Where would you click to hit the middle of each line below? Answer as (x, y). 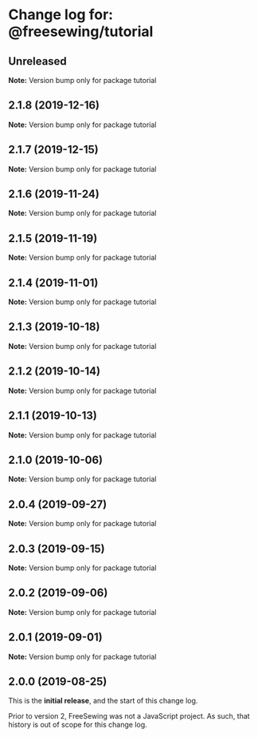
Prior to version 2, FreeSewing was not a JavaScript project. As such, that (129, 716)
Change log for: (61, 15)
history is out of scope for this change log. (78, 725)
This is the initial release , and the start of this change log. (103, 701)
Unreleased (38, 61)
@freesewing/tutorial (81, 32)
